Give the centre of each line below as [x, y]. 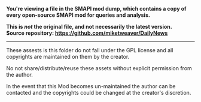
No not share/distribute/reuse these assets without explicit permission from [99, 68]
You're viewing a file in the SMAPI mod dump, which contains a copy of [96, 9]
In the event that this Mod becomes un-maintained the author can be [91, 86]
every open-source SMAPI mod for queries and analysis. [78, 15]
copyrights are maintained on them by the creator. [68, 57]
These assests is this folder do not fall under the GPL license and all [90, 50]
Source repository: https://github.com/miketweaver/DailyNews [87, 33]
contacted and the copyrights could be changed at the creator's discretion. [99, 93]
